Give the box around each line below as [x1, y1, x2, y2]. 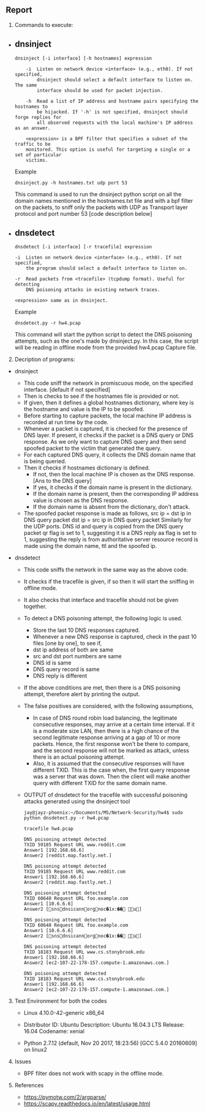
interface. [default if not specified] [23, 386, 111, 393]
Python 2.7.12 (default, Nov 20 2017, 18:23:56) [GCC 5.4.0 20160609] [23, 1039, 197, 1047]
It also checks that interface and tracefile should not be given [23, 596, 179, 604]
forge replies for [14, 114, 62, 120]
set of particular [14, 151, 62, 158]
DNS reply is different [32, 672, 88, 680]
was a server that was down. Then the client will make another [32, 773, 191, 780]
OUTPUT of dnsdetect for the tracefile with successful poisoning [23, 791, 188, 799]
